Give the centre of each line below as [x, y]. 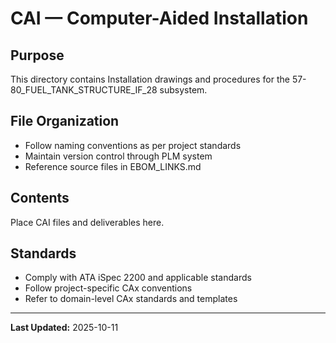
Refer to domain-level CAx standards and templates [131, 299]
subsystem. [183, 90]
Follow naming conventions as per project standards [133, 145]
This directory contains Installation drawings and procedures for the [150, 79]
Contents [40, 198]
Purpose [37, 55]
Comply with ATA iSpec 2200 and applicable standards [138, 278]
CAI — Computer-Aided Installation [159, 18]
